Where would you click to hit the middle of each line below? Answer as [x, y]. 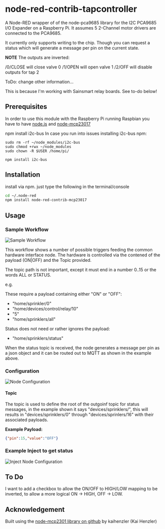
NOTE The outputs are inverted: [37, 57]
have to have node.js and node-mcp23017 [48, 124]
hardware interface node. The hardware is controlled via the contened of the [83, 255]
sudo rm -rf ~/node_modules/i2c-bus [43, 142]
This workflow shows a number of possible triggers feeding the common [79, 250]
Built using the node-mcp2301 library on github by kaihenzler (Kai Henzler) [81, 521]
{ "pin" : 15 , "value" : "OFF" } [32, 438]
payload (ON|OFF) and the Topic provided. [49, 260]
